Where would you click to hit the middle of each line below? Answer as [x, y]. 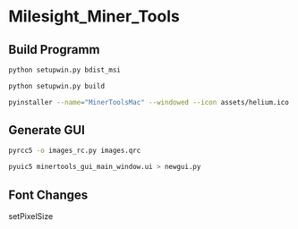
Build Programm [54, 50]
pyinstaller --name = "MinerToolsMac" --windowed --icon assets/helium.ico [149, 102]
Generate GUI [47, 130]
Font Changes [48, 195]
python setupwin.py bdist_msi [65, 70]
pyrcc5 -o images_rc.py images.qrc [75, 151]
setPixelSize [31, 216]
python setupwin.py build [56, 86]
